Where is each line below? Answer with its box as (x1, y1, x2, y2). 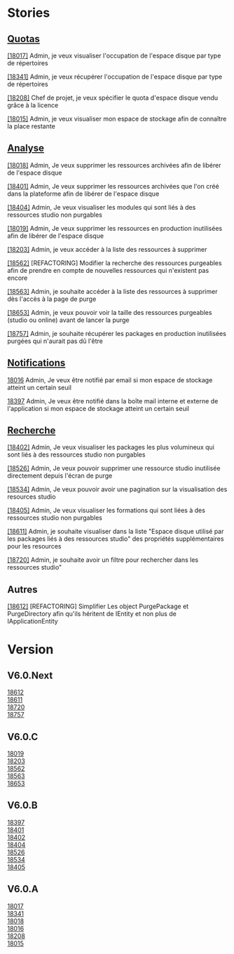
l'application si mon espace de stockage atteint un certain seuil (7, 404, 189, 412)
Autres (7, 584, 38, 596)
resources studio (7, 492, 56, 501)
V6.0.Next (7, 669, 53, 681)
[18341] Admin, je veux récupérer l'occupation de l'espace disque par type (7, 72, 223, 81)
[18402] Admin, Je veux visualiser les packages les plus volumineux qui (7, 443, 215, 452)
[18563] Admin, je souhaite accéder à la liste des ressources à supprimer (7, 287, 218, 295)
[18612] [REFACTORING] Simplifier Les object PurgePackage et (7, 602, 189, 611)
